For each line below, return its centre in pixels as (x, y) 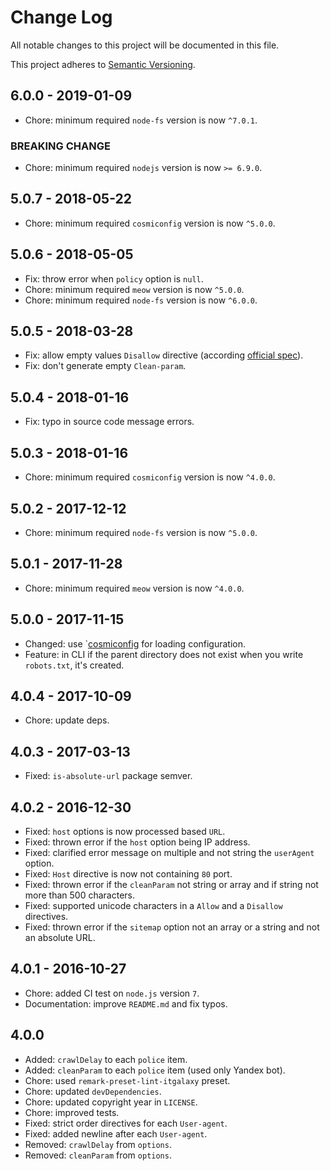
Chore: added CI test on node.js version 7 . (112, 993)
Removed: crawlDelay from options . (98, 1144)
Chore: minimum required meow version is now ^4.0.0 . (134, 588)
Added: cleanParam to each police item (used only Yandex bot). (155, 1070)
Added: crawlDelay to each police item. (106, 1059)
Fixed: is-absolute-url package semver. (108, 776)
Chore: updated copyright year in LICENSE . (111, 1102)
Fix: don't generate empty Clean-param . (105, 366)
